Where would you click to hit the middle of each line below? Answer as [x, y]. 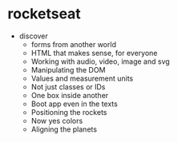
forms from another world [74, 44]
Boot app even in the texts [74, 104]
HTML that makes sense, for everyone [94, 53]
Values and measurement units [82, 78]
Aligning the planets [64, 129]
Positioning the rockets [69, 112]
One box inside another [70, 95]
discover [34, 36]
